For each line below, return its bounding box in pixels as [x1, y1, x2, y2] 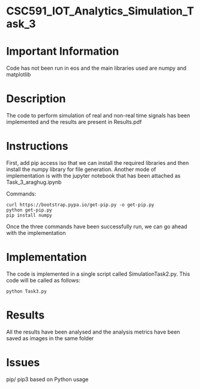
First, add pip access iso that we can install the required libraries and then [6, 160, 189, 166]
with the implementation [6, 229, 66, 236]
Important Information [6, 45, 120, 58]
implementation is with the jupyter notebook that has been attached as [6, 172, 181, 179]
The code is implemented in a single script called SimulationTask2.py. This [6, 270, 190, 278]
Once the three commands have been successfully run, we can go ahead [6, 223, 187, 230]
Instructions [6, 140, 68, 153]
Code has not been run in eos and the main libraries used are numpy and [6, 64, 187, 72]
